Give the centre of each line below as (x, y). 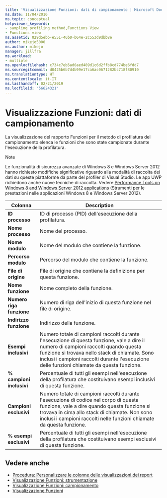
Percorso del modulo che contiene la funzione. (94, 260)
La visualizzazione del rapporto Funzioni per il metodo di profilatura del (78, 137)
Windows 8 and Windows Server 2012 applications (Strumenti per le (75, 188)
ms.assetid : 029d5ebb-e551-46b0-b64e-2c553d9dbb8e (59, 38)
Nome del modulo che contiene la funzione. (90, 245)
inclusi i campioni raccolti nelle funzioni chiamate (97, 419)
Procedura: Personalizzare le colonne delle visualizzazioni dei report (82, 475)
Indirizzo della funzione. (68, 323)
